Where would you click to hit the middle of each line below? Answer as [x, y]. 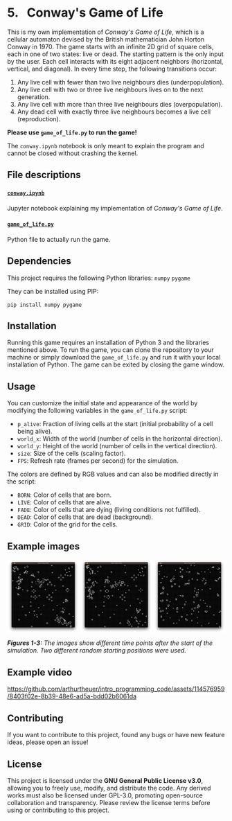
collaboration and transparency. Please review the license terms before [109, 802]
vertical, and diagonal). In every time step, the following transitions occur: [112, 69]
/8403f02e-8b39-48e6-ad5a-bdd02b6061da [72, 696]
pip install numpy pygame [44, 305]
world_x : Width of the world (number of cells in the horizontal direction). [120, 439]
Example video [40, 672]
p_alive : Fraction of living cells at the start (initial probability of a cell [115, 424]
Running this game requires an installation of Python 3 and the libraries [108, 343]
